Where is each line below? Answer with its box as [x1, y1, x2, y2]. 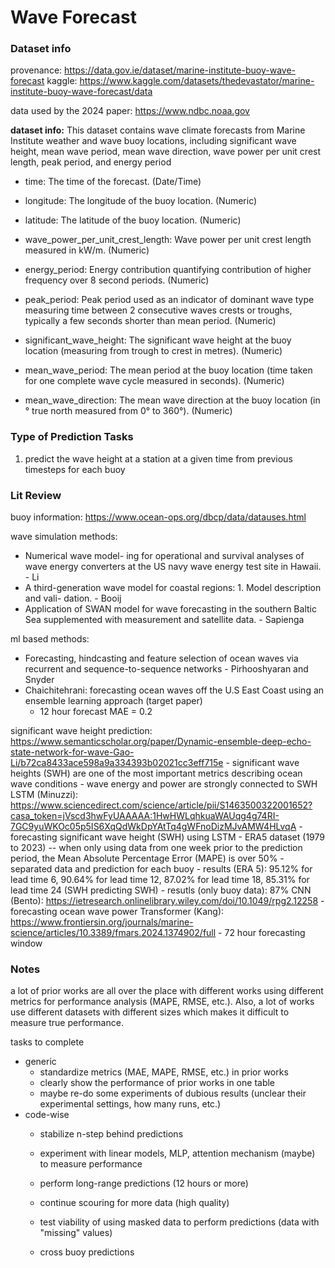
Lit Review [10, 488, 62, 502]
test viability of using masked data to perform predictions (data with [39, 1216, 320, 1228]
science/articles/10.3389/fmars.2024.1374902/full [10, 927, 217, 939]
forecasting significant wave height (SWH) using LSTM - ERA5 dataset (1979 [10, 831, 325, 843]
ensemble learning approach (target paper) [24, 695, 203, 707]
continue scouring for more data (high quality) [39, 1197, 230, 1209]
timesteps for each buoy [24, 463, 126, 475]
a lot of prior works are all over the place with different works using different [10, 985, 324, 997]
